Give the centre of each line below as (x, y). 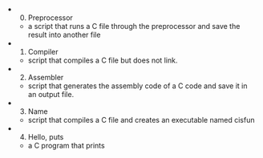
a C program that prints (67, 146)
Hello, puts (46, 137)
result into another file (64, 34)
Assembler (46, 77)
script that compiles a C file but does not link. (103, 60)
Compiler (43, 52)
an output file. (51, 94)
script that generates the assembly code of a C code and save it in (138, 86)
